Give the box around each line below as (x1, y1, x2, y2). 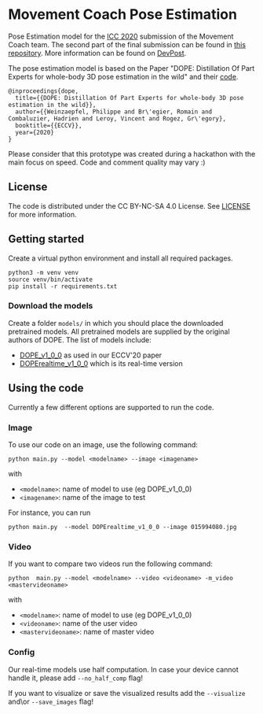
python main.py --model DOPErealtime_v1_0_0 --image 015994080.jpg (8, 523, 237, 531)
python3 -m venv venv (8, 268, 79, 276)
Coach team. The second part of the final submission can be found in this (8, 39, 246, 49)
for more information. (8, 209, 77, 219)
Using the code (8, 382, 84, 395)
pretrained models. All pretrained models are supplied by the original (8, 327, 230, 336)
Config (8, 647, 35, 658)
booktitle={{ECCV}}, (15, 121, 82, 129)
